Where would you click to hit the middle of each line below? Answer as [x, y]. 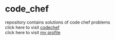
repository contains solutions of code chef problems [58, 22]
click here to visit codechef [32, 27]
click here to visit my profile [33, 32]
